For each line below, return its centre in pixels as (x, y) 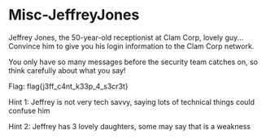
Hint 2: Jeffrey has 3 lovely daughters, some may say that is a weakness (129, 126)
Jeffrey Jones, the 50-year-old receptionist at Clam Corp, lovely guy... (126, 37)
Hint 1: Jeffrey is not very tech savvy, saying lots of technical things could (131, 102)
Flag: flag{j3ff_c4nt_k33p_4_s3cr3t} (68, 86)
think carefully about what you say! (67, 70)
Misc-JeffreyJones (74, 15)
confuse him (29, 111)
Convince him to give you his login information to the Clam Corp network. (131, 46)
